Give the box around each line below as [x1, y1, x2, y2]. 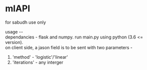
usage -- [5, 29, 23, 35]
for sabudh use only [5, 19, 46, 25]
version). [5, 39, 23, 45]
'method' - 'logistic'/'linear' [12, 54, 68, 60]
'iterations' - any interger [12, 59, 64, 65]
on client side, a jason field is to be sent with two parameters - [5, 44, 133, 50]
